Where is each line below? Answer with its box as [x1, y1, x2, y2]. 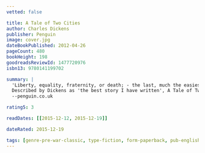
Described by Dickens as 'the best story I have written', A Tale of [12, 88, 192, 94]
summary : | [6, 76, 34, 82]
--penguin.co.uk [12, 93, 53, 99]
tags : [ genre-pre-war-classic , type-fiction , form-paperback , [6, 137, 168, 143]
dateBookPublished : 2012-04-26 [6, 43, 86, 49]
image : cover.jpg [6, 37, 51, 43]
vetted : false [6, 9, 43, 15]
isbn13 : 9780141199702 [6, 65, 64, 71]
